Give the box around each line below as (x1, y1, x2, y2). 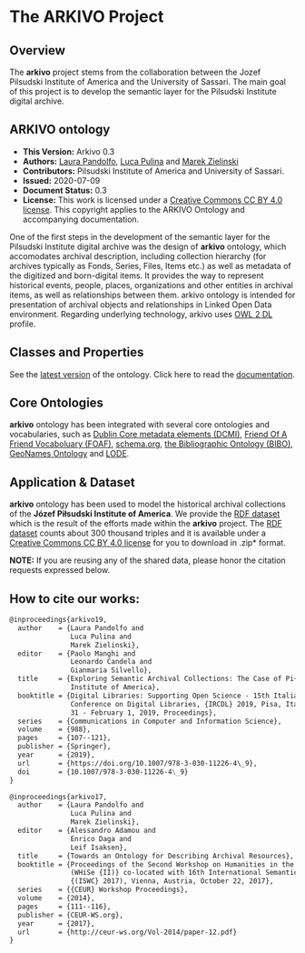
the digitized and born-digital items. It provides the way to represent (9, 270, 264, 281)
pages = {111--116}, (17, 902, 112, 911)
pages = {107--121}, (17, 734, 112, 743)
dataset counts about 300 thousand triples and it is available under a (9, 527, 266, 538)
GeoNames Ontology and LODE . (9, 448, 130, 459)
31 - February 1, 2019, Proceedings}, (70, 707, 218, 717)
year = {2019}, (17, 750, 95, 760)
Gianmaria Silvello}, (70, 666, 152, 675)
